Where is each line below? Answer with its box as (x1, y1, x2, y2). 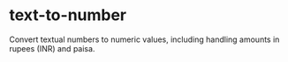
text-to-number (9, 5, 127, 25)
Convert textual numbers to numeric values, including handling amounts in (9, 34, 280, 45)
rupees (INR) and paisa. (9, 43, 95, 53)
